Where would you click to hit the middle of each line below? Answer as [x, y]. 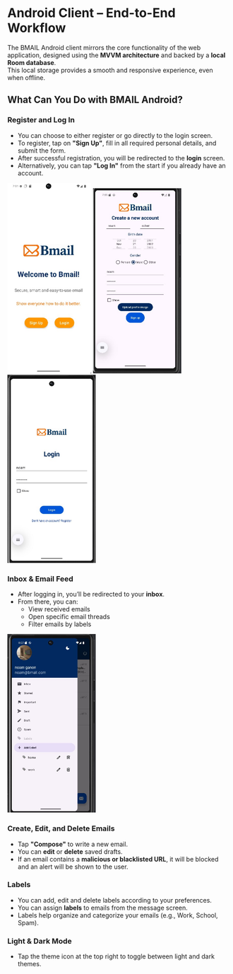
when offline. [26, 77]
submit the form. [42, 151]
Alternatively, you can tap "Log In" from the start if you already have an [121, 165]
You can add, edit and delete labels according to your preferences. [114, 900]
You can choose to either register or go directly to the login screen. [115, 135]
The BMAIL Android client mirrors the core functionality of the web [104, 47]
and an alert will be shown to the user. [73, 867]
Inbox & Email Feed [41, 579]
